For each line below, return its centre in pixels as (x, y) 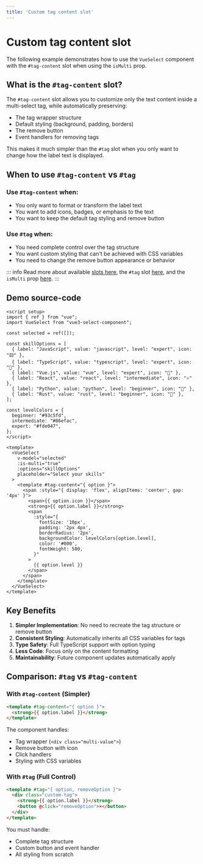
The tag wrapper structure (48, 118)
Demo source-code (44, 297)
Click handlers (33, 755)
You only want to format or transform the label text (78, 206)
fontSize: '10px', (62, 522)
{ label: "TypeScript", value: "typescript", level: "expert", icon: (102, 362)
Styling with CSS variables (48, 761)
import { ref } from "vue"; (42, 317)
